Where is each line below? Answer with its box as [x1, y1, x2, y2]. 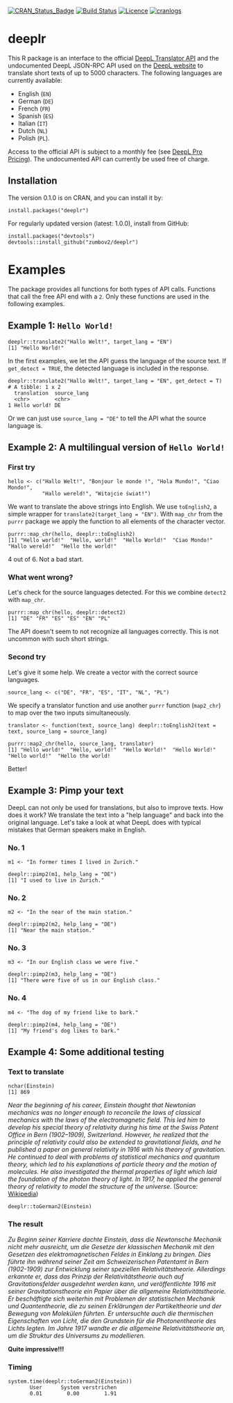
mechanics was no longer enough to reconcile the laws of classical [8, 1109, 201, 1117]
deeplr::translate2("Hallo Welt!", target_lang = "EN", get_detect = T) [8, 377, 223, 384]
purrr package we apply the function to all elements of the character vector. [8, 517, 226, 525]
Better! [8, 764, 27, 772]
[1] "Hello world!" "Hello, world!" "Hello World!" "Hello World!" [8, 746, 216, 753]
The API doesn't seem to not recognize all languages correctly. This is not [8, 627, 219, 636]
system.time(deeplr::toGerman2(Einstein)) [8, 1378, 132, 1385]
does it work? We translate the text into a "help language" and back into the [8, 811, 224, 819]
